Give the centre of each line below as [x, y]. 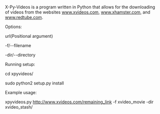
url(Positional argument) [29, 36]
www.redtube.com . [24, 17]
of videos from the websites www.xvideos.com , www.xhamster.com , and [78, 12]
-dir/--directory [20, 55]
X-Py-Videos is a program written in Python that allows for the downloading [80, 7]
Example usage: [21, 92]
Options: [14, 27]
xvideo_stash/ [19, 107]
